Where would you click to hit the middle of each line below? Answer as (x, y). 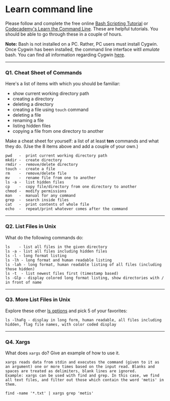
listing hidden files (32, 126)
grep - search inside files (37, 200)
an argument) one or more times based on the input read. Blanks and (80, 367)
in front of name (24, 282)
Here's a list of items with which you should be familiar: (63, 84)
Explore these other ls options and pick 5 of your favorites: (66, 311)
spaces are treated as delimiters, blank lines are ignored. (71, 371)
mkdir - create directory (34, 160)
